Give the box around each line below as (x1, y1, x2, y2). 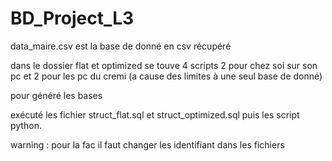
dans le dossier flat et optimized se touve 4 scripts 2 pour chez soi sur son (10, 59, 318, 71)
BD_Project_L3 (10, 7, 135, 30)
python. (10, 119, 42, 131)
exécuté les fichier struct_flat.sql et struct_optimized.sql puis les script (10, 108, 300, 121)
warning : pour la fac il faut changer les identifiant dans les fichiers (10, 138, 285, 151)
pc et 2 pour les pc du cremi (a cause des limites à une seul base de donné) (10, 70, 323, 82)
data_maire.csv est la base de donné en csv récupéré (10, 40, 232, 52)
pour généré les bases (10, 89, 103, 101)
